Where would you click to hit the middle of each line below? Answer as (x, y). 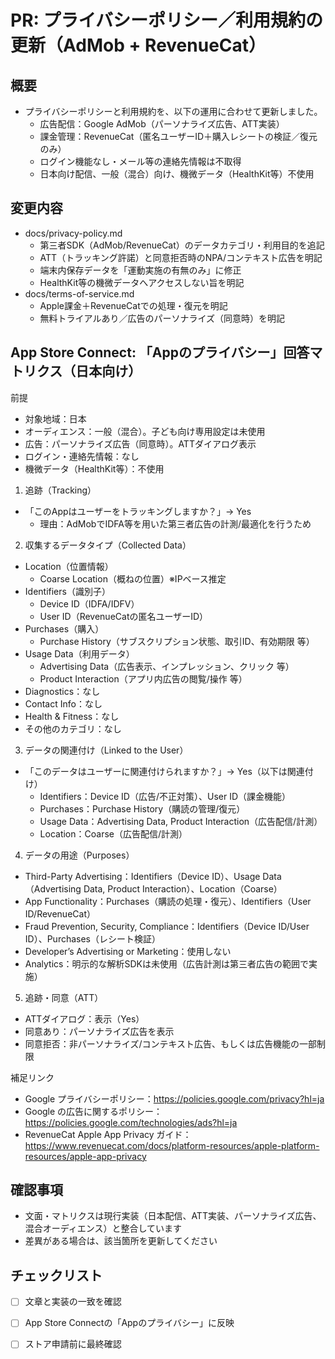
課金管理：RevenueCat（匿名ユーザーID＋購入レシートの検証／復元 (178, 136)
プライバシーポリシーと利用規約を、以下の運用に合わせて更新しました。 (173, 111)
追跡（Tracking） (60, 490)
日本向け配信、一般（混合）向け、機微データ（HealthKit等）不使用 (177, 174)
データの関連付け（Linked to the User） (106, 750)
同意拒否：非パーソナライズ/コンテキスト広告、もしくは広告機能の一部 (170, 1043)
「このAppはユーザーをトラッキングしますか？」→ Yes (138, 511)
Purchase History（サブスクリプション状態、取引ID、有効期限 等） (177, 641)
